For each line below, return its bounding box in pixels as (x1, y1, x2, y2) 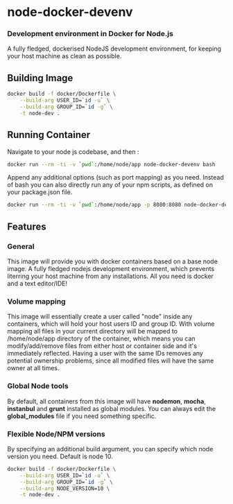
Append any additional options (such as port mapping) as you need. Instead (7, 173, 224, 182)
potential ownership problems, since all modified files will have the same (7, 356, 214, 365)
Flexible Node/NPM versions (7, 429, 105, 439)
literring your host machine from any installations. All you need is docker (7, 272, 214, 281)
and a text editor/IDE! (7, 279, 68, 288)
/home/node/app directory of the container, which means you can (7, 334, 196, 343)
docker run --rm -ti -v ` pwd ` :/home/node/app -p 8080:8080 (7, 202, 182, 209)
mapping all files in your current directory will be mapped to (7, 327, 178, 336)
